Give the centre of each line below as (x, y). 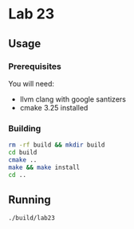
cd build (23, 153)
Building (25, 128)
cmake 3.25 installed (54, 107)
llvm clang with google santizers (73, 99)
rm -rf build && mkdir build (57, 145)
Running (30, 200)
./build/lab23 (32, 218)
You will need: (31, 83)
